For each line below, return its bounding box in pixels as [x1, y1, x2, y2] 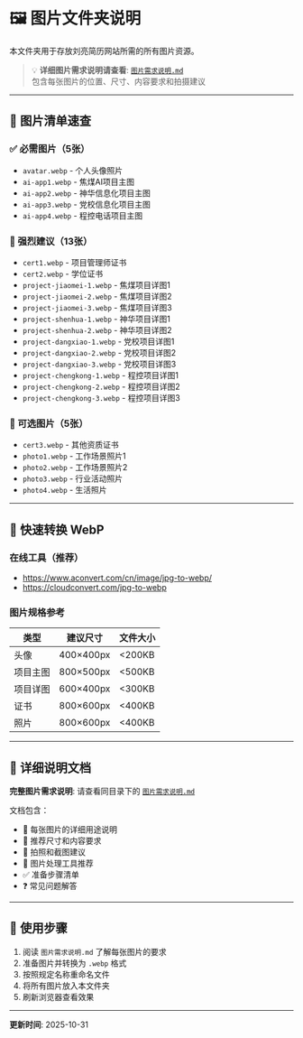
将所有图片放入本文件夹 [22, 980, 110, 991]
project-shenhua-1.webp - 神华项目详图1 [22, 313, 171, 324]
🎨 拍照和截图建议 [22, 847, 86, 857]
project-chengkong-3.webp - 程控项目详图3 [22, 392, 180, 403]
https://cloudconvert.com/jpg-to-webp [22, 581, 167, 592]
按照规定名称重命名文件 [22, 968, 110, 979]
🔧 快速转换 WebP [9, 522, 105, 537]
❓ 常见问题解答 [22, 881, 78, 892]
